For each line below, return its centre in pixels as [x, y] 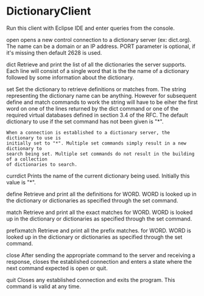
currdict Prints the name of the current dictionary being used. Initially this [98, 176]
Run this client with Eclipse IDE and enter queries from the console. [90, 28]
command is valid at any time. [44, 286]
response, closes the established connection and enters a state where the [99, 261]
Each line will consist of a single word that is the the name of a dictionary [98, 71]
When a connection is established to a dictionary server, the [88, 133]
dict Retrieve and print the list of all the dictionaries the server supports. [97, 64]
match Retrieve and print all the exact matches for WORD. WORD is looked [100, 212]
